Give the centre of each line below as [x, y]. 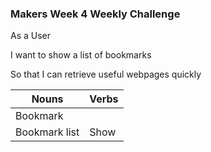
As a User [31, 36]
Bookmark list [47, 132]
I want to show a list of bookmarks [81, 55]
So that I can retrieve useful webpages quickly [106, 74]
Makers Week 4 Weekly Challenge [95, 14]
